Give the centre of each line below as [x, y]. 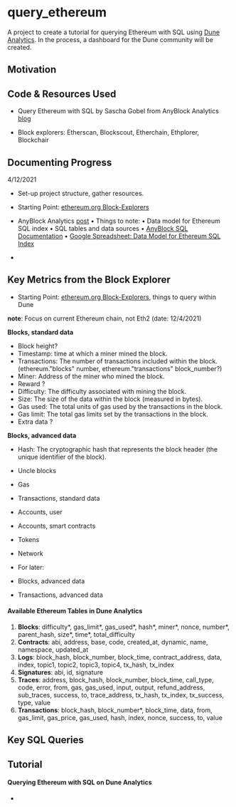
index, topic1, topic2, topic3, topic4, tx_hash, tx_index [96, 665]
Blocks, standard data [41, 332]
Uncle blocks [37, 470]
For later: [31, 567]
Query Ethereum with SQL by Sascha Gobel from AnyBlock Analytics [118, 111]
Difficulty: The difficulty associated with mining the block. [102, 391]
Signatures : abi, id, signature [60, 672]
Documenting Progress [60, 162]
